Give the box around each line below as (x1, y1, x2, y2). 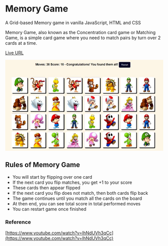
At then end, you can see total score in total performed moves (12, 200, 141, 206)
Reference (5, 218, 31, 225)
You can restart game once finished (12, 206, 87, 212)
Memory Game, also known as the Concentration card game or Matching (5, 29, 156, 35)
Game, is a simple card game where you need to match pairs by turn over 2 (5, 35, 161, 41)
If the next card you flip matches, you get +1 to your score (12, 179, 132, 185)
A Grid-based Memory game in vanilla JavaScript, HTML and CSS (5, 20, 141, 26)
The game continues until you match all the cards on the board (12, 195, 142, 201)
